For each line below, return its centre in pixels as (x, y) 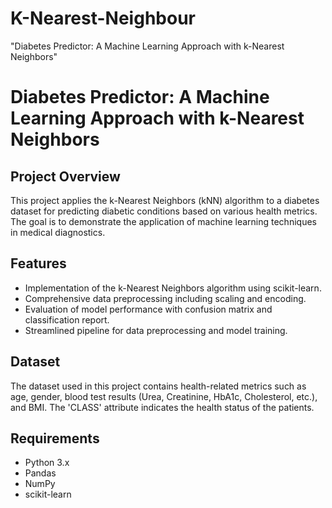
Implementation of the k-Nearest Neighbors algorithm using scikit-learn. (173, 288)
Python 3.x (47, 463)
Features (38, 263)
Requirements (55, 438)
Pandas (40, 473)
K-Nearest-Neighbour (103, 18)
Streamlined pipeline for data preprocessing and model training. (156, 330)
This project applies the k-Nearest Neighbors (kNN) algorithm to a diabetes (165, 200)
